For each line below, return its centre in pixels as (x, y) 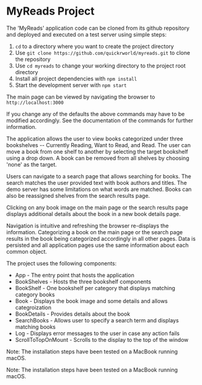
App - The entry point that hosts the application (75, 275)
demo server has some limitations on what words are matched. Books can (99, 189)
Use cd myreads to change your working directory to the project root (100, 66)
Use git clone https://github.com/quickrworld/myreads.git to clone (103, 52)
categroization (33, 307)
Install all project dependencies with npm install (76, 78)
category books (35, 294)
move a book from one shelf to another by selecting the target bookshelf (97, 151)
